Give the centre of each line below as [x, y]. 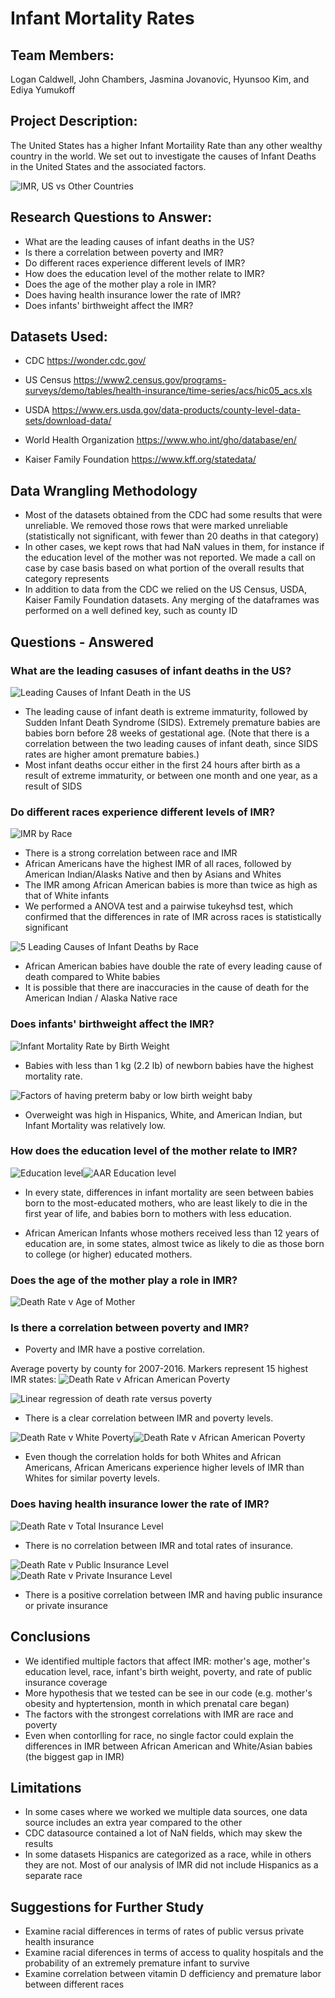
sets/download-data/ [68, 421]
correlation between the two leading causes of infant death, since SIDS [171, 743]
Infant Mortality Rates [102, 18]
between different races [74, 1984]
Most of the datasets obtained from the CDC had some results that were [173, 515]
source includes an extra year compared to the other [133, 1823]
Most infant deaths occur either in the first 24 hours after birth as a [162, 764]
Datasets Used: [59, 337]
